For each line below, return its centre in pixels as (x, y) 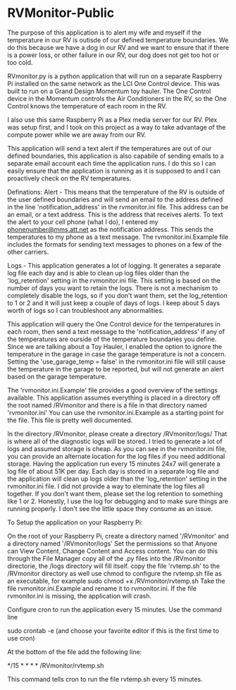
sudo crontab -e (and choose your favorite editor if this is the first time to (113, 630)
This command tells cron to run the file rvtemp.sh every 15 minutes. (105, 679)
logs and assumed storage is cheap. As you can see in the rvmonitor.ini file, (117, 448)
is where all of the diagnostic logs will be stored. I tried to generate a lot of (115, 441)
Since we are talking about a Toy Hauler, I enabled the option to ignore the (115, 346)
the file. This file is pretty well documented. (70, 420)
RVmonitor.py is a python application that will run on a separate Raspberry (115, 76)
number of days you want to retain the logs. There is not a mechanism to (113, 288)
